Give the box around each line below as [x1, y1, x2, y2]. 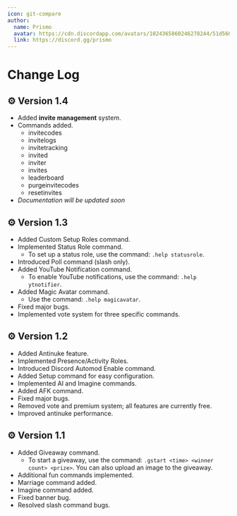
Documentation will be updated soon [17, 196, 126, 204]
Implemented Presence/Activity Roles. [17, 357, 129, 365]
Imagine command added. [17, 486, 94, 494]
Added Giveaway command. [17, 448, 100, 457]
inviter [28, 159, 47, 167]
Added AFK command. [17, 386, 84, 395]
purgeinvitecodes [28, 181, 80, 190]
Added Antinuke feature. [17, 349, 90, 357]
